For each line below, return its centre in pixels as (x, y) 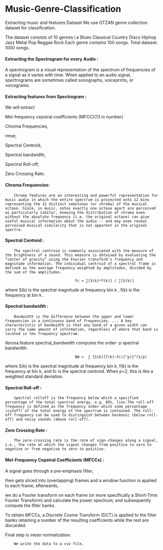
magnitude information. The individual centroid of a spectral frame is (81, 264)
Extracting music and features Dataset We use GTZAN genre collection (76, 23)
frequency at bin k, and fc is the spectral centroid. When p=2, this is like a (79, 371)
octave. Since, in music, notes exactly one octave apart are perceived (81, 208)
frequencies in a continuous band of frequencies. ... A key (69, 321)
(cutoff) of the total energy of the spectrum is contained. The (73, 411)
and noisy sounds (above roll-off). (53, 419)
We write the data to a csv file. (49, 544)
